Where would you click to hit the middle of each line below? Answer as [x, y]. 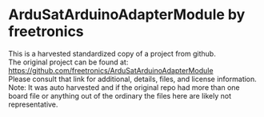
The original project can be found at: [68, 62]
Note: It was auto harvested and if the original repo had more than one [124, 87]
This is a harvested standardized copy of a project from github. [112, 53]
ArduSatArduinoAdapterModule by [127, 15]
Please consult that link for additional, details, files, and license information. [133, 79]
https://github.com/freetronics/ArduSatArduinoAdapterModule [111, 70]
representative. [33, 104]
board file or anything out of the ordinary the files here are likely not [120, 96]
